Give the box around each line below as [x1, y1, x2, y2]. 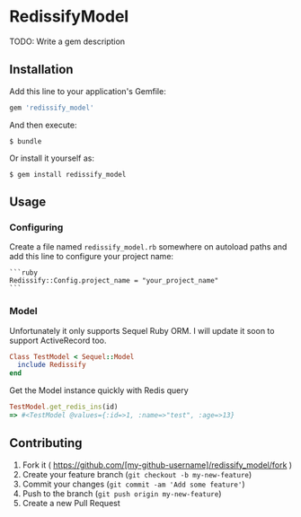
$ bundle [9, 136, 42, 145]
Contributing [9, 435, 83, 451]
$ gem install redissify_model [9, 170, 127, 179]
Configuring [9, 221, 64, 233]
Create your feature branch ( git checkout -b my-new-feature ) [22, 469, 252, 479]
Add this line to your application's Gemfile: [9, 85, 166, 96]
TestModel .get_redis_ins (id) [9, 402, 119, 412]
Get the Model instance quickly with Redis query [9, 385, 189, 396]
